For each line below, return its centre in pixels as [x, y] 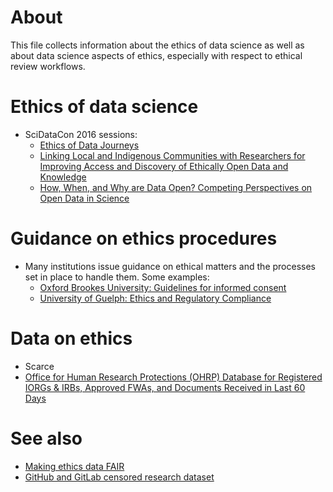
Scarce [39, 366]
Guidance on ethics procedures [144, 238]
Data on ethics [71, 338]
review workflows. [48, 66]
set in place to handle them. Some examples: [117, 277]
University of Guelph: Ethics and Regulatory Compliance [155, 298]
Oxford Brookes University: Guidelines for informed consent [163, 287]
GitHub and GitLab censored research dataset [119, 477]
